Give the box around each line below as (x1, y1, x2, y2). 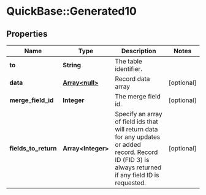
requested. (115, 178, 146, 187)
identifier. (115, 65, 143, 73)
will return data (115, 125, 158, 133)
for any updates (115, 133, 161, 141)
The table (115, 57, 142, 65)
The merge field (115, 92, 161, 100)
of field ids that (115, 117, 158, 126)
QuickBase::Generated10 (6, 4, 137, 18)
